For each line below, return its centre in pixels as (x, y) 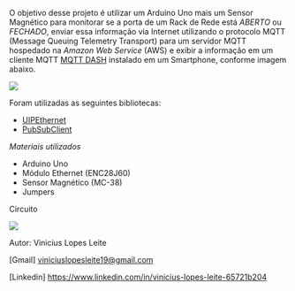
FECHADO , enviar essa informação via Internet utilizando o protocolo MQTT (147, 31)
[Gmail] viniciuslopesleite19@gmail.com (81, 260)
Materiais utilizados (45, 146)
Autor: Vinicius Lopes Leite (58, 243)
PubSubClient (47, 129)
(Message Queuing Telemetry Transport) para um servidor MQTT (128, 41)
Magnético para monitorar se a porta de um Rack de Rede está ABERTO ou (146, 22)
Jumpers (38, 192)
